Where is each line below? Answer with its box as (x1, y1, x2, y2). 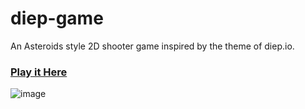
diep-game (10, 7, 104, 30)
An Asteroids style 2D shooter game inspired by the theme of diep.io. (10, 40, 295, 52)
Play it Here (10, 65, 68, 79)
